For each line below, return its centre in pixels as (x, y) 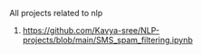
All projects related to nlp (56, 13)
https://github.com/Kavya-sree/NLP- (91, 30)
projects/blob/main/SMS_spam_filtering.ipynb (107, 40)
